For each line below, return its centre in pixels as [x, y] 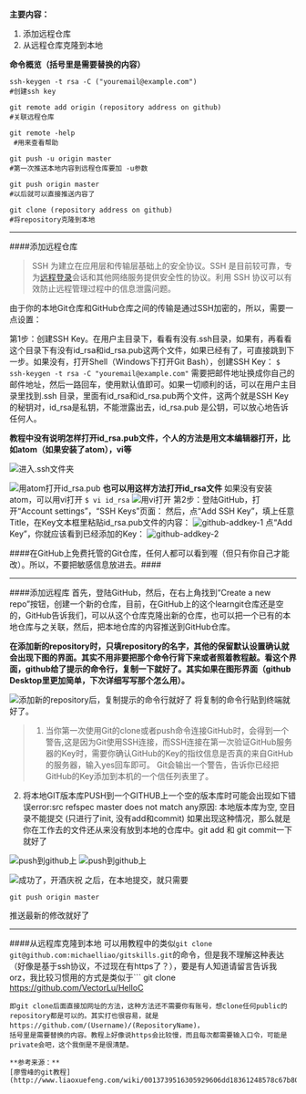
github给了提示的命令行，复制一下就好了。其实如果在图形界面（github [158, 669]
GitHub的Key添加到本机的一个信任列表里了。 [129, 776]
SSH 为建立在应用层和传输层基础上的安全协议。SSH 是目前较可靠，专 [162, 266]
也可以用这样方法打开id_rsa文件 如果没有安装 [188, 488]
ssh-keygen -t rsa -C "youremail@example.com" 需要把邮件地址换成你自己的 [152, 373]
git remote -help [42, 133]
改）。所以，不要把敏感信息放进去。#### [86, 564]
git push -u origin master [61, 159]
